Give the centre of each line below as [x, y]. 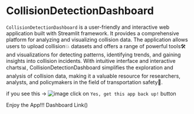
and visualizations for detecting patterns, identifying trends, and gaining [93, 55]
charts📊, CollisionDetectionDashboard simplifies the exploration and [90, 67]
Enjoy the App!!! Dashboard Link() [47, 105]
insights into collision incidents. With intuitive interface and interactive [91, 61]
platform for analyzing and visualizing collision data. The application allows [97, 39]
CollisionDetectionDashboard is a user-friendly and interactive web [88, 27]
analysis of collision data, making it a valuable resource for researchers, [93, 76]
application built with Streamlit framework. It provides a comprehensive [93, 33]
